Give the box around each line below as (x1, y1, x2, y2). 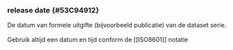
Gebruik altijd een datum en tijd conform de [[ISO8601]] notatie (7, 36, 188, 44)
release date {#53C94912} (7, 5, 100, 15)
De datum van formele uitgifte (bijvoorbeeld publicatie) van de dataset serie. (7, 21, 227, 29)
